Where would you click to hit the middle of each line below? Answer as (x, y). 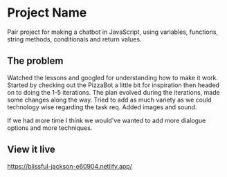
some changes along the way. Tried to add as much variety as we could (110, 100)
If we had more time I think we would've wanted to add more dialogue (107, 120)
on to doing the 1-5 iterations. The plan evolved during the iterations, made (113, 92)
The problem (35, 61)
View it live (31, 150)
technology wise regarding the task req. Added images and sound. (102, 107)
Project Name (47, 13)
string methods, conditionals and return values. (74, 39)
